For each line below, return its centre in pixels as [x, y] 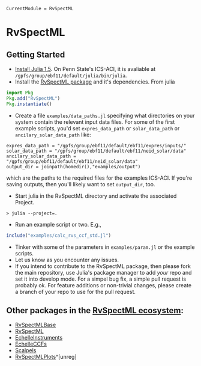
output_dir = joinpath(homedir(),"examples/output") [73, 166]
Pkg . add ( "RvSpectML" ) [33, 98]
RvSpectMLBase [35, 325]
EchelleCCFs [31, 344]
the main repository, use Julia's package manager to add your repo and [103, 272]
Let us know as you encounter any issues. [67, 260]
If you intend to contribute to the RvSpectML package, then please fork [103, 266]
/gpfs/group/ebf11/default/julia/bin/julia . [71, 75]
